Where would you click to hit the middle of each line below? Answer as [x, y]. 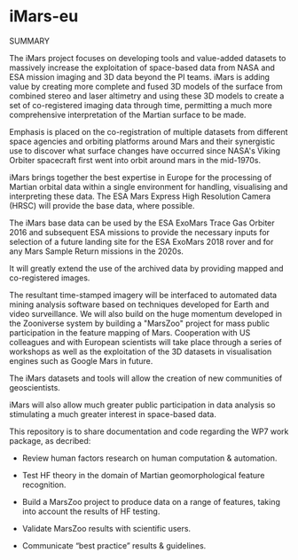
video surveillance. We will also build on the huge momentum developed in [145, 313]
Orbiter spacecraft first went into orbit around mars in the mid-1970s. [135, 160]
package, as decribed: [50, 440]
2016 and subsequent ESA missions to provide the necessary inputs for [140, 232]
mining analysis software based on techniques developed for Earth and [139, 304]
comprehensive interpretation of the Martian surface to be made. [128, 114]
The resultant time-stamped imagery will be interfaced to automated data [143, 295]
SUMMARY [30, 41]
